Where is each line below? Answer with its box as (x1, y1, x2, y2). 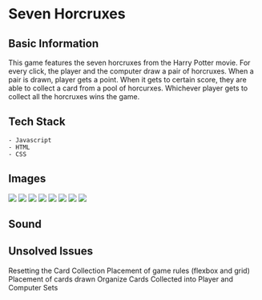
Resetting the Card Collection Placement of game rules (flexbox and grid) (8, 266, 251, 275)
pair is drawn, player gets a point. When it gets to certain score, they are (8, 75, 247, 84)
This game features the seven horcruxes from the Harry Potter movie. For (8, 58, 251, 67)
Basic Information (8, 37, 99, 50)
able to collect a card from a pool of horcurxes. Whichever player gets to (8, 83, 248, 93)
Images (8, 172, 46, 186)
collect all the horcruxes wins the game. (8, 92, 140, 101)
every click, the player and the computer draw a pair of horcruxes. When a (8, 66, 254, 76)
